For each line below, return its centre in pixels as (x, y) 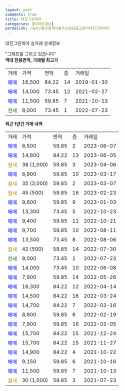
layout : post (19, 10)
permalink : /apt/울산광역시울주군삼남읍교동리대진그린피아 (57, 28)
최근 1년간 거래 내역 (24, 124)
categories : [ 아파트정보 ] (29, 24)
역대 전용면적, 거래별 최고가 (32, 60)
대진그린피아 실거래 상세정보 (33, 43)
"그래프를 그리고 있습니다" (31, 54)
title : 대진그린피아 (23, 19)
